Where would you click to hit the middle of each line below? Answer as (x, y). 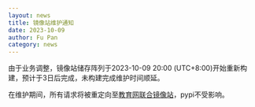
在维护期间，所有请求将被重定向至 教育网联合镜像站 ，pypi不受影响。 (119, 94)
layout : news (30, 15)
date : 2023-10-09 (37, 30)
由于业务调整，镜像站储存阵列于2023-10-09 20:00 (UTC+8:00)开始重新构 (128, 68)
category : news (33, 45)
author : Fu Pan (33, 37)
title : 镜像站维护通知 (41, 23)
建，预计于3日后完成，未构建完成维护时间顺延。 (86, 78)
